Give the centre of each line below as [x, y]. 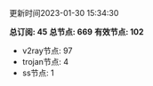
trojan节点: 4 [45, 62]
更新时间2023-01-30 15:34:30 [64, 13]
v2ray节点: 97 [47, 51]
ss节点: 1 [38, 73]
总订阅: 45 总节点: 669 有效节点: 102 [76, 32]
